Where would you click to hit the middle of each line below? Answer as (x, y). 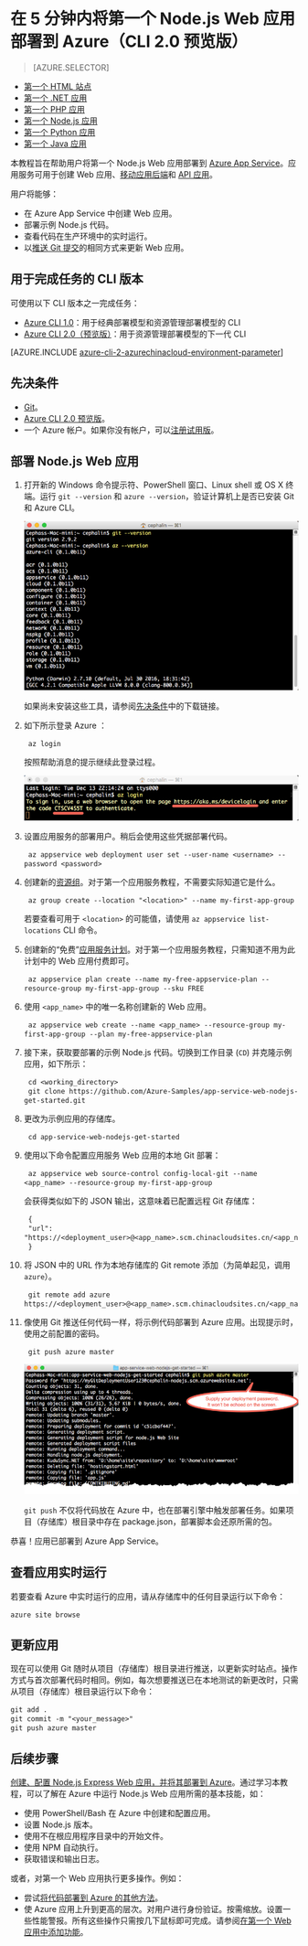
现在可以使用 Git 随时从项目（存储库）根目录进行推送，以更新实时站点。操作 (154, 1669)
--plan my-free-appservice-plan (151, 1034)
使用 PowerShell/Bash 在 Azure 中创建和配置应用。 (119, 1813)
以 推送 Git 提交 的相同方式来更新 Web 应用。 (106, 247)
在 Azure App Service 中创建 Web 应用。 (100, 213)
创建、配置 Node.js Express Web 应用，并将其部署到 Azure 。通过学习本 (145, 1782)
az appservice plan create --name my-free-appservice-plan (143, 979)
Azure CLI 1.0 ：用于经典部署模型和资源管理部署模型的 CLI (132, 322)
